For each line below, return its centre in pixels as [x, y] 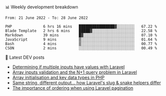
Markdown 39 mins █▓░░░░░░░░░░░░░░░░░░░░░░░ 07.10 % [81, 35]
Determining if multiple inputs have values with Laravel [69, 67]
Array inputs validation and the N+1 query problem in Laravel [75, 72]
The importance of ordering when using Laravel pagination [73, 88]
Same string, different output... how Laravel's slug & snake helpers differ [86, 83]
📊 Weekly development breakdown [42, 7]
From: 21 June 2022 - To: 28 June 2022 [47, 18]
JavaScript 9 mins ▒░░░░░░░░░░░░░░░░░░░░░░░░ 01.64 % [81, 40]
